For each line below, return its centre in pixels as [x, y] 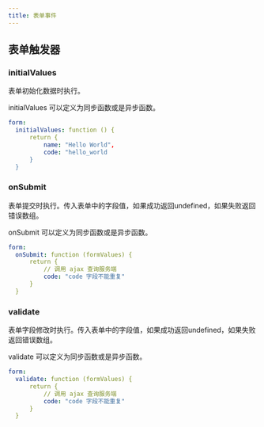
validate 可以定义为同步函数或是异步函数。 [77, 356]
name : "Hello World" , [79, 145]
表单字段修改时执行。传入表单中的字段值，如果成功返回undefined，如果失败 [132, 330]
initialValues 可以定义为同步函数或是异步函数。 [84, 108]
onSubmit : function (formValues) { [74, 254]
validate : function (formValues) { [74, 379]
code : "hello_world [75, 152]
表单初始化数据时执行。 [46, 91]
